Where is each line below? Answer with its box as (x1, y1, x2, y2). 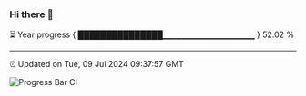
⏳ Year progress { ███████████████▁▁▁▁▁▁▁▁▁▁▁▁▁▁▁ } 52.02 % (9, 29, 295, 40)
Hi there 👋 (9, 8, 55, 21)
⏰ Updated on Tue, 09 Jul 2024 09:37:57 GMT (9, 59, 185, 70)
